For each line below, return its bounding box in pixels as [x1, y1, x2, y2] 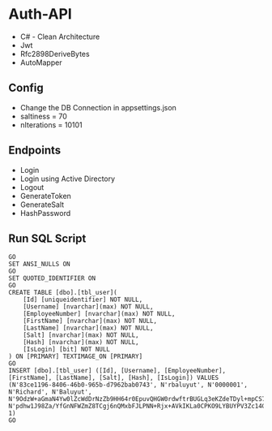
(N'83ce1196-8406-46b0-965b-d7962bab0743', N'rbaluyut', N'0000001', [8, 381, 249, 390]
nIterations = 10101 [19, 119, 83, 130]
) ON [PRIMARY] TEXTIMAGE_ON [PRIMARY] [8, 352, 143, 361]
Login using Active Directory [19, 174, 116, 183]
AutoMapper [19, 58, 62, 67]
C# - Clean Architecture [19, 32, 100, 41]
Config [8, 81, 44, 95]
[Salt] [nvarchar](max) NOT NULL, [23, 331, 139, 339]
